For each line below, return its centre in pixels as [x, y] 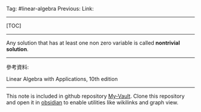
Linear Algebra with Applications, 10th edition [62, 79]
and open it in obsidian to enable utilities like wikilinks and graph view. [92, 102]
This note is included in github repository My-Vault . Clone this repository [95, 96]
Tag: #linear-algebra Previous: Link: [50, 9]
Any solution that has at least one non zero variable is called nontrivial [93, 43]
